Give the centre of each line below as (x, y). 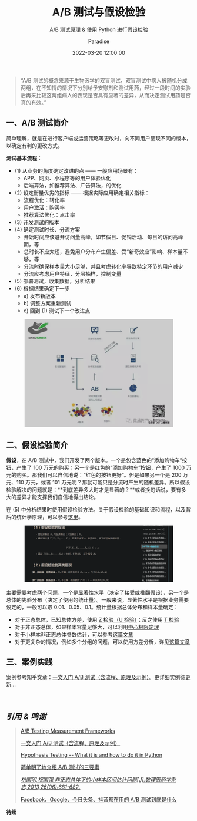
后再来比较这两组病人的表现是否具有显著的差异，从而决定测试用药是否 (106, 95)
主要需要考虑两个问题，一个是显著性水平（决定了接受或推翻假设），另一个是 (98, 592)
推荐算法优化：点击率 (49, 215)
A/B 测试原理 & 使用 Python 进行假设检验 (99, 29)
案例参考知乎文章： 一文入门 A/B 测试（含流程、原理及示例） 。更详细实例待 (96, 677)
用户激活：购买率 (44, 207)
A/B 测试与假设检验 (99, 12)
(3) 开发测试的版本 (37, 222)
